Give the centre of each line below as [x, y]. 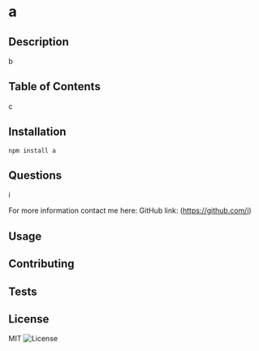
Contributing [41, 264]
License [29, 319]
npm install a [32, 150]
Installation [37, 132]
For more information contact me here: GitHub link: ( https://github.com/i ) [130, 210]
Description [39, 42]
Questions [35, 176]
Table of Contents [55, 87]
